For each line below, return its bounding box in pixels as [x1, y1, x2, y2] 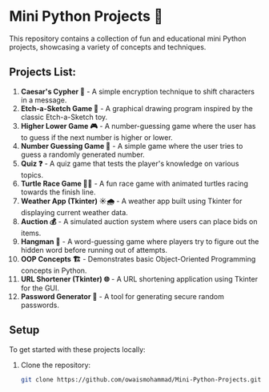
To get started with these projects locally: [9, 344, 147, 354]
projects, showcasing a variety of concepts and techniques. [9, 42, 207, 51]
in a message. [20, 95, 67, 105]
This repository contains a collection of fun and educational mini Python [9, 34, 247, 43]
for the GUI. [20, 283, 59, 293]
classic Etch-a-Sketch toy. [20, 112, 108, 122]
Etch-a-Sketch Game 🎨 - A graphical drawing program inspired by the [20, 103, 253, 113]
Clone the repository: [20, 360, 91, 370]
